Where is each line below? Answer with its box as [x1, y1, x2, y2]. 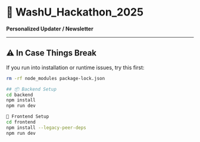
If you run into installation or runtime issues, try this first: [6, 64, 145, 71]
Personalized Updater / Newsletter [6, 25, 93, 32]
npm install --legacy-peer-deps [6, 125, 86, 131]
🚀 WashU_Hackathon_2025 [6, 5, 144, 19]
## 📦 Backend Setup [6, 86, 57, 92]
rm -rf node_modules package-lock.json [6, 75, 105, 81]
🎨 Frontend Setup [6, 113, 49, 120]
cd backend [6, 92, 33, 98]
